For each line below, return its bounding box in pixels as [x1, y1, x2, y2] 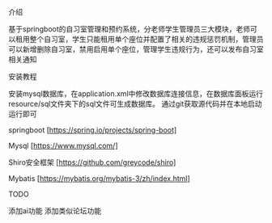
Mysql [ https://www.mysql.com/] [8, 141, 118, 150]
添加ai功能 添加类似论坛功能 [8, 206, 102, 216]
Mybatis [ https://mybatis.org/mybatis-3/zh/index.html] [8, 174, 190, 183]
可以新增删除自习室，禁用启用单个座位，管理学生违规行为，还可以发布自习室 [8, 44, 264, 54]
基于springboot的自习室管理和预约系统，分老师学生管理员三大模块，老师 [8, 24, 251, 34]
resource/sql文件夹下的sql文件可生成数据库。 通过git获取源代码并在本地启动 [8, 99, 262, 108]
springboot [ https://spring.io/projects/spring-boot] [8, 125, 177, 135]
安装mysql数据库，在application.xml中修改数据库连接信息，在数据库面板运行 [8, 89, 264, 99]
